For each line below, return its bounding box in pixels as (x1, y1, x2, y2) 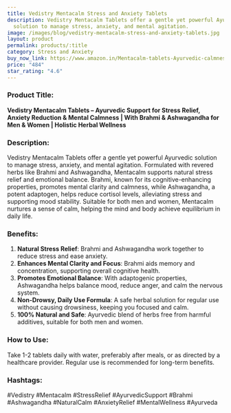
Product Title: (7, 90, 54, 100)
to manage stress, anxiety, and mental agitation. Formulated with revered (7, 161, 214, 169)
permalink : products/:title (7, 42, 88, 49)
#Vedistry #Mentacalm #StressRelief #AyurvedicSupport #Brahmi (7, 390, 193, 399)
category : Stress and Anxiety (7, 49, 94, 56)
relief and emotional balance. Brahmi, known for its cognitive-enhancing (7, 176, 212, 184)
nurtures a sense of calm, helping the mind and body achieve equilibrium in (7, 204, 221, 213)
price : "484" (7, 61, 45, 68)
